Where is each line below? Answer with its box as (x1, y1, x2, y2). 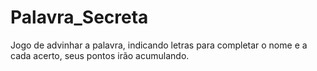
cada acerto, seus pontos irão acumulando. (10, 49, 190, 61)
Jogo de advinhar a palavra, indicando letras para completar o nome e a (10, 39, 308, 51)
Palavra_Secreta (10, 6, 149, 29)
